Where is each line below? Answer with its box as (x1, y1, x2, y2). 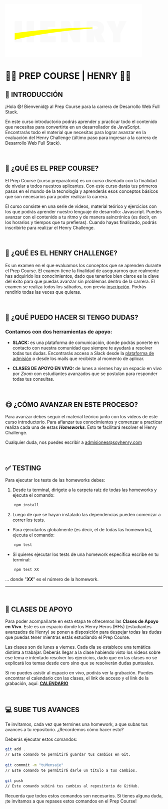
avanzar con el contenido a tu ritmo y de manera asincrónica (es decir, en (5, 214, 157, 220)
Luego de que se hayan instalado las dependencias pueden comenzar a (12, 511, 161, 517)
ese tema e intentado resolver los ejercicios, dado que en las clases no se (5, 655, 157, 661)
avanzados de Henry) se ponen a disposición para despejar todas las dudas (5, 629, 162, 635)
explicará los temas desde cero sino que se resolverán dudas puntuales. (5, 660, 154, 666)
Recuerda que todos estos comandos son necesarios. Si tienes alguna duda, (5, 793, 163, 799)
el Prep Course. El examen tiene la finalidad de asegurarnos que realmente (5, 268, 159, 274)
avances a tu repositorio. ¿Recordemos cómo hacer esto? (5, 727, 124, 733)
